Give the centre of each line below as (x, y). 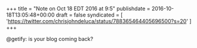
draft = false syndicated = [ (89, 15)
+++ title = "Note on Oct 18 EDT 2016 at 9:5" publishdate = (78, 9)
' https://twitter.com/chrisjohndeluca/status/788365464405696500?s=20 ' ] (99, 21)
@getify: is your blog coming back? (50, 39)
